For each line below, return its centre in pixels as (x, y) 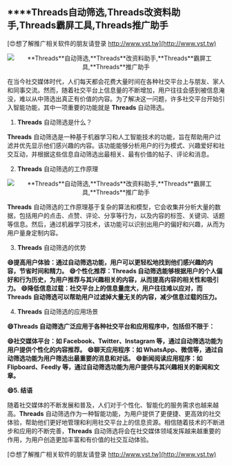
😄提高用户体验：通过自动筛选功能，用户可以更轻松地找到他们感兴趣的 (107, 262)
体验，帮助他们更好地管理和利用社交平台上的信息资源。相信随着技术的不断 (113, 422)
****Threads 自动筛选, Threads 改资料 (89, 12)
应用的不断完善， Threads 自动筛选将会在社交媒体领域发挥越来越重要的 (120, 430)
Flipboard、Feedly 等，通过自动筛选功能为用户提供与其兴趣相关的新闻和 (110, 367)
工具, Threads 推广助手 (122, 25)
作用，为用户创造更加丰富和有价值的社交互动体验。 (80, 439)
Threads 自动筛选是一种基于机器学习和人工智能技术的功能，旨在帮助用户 (111, 136)
